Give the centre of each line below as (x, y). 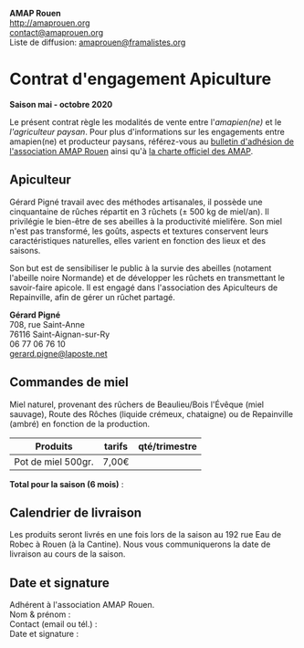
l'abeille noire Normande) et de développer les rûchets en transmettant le (147, 277)
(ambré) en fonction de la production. (80, 423)
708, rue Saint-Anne (47, 324)
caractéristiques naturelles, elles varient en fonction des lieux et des (138, 240)
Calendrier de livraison (76, 512)
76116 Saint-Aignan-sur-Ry (60, 334)
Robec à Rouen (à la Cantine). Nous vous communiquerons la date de (140, 544)
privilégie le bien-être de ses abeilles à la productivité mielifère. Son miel (146, 221)
